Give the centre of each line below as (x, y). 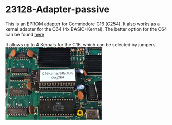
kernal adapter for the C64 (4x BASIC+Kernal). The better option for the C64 (86, 29)
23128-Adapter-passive (57, 9)
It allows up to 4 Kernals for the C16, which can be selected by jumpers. (81, 44)
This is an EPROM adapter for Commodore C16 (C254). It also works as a (83, 24)
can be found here (25, 34)
